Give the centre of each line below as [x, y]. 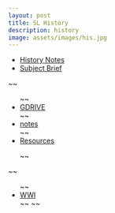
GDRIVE [32, 107]
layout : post [30, 15]
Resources [37, 141]
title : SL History [38, 23]
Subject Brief [41, 69]
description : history [44, 30]
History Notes [42, 60]
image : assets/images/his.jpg [58, 37]
